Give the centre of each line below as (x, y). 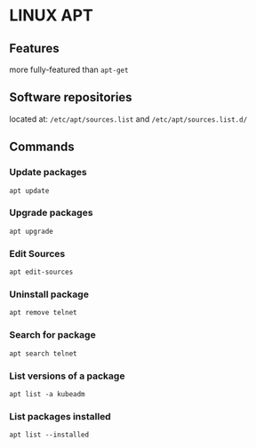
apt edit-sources (41, 272)
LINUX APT (51, 16)
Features (34, 48)
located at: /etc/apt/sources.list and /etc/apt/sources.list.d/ (128, 119)
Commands (42, 147)
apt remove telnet (43, 313)
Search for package (52, 335)
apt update (29, 191)
